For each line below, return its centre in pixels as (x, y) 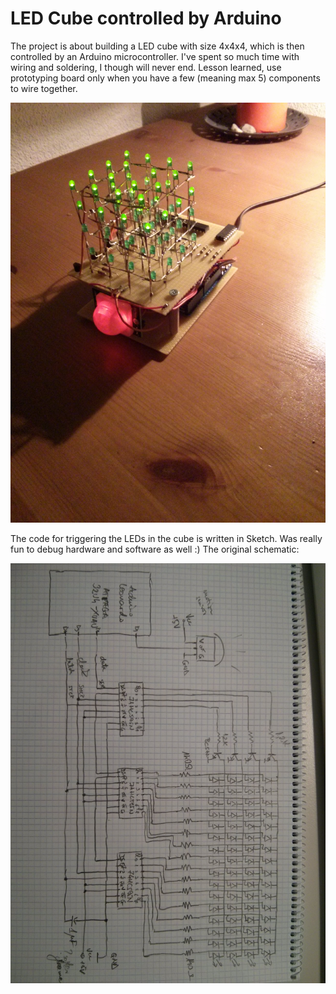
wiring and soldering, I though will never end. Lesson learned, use (146, 67)
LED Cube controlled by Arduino (146, 18)
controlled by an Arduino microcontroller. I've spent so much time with (155, 56)
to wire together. (44, 88)
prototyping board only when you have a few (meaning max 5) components (165, 78)
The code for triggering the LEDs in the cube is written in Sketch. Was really (166, 538)
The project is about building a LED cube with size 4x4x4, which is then (157, 46)
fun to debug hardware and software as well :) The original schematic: (155, 549)
